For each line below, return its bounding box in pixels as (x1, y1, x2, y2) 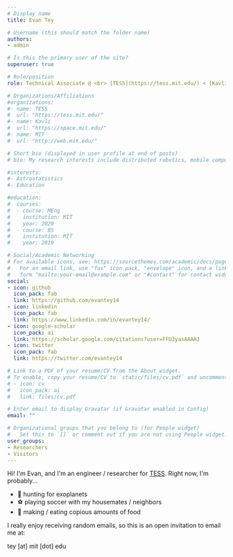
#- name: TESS (7, 105, 49, 112)
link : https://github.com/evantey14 (13, 297, 119, 304)
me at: (7, 529, 26, 537)
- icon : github (7, 284, 51, 291)
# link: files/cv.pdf (7, 393, 76, 400)
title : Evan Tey (7, 17, 54, 24)
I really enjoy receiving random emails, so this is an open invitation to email (7, 521, 221, 530)
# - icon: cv (7, 380, 45, 387)
